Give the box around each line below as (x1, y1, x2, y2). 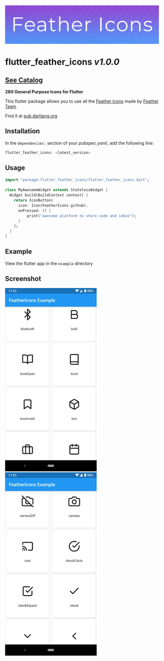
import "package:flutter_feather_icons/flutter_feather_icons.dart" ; (5, 177, 150, 182)
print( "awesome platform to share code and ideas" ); (26, 213, 137, 218)
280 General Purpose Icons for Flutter (5, 89, 84, 94)
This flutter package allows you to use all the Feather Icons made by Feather (5, 98, 159, 104)
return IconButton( (14, 198, 54, 203)
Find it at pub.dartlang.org (5, 113, 58, 119)
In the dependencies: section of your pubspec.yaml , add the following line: (5, 140, 154, 146)
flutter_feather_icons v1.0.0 (5, 57, 120, 67)
